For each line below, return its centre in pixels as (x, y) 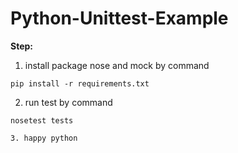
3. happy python (44, 138)
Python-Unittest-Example (119, 18)
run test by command (68, 102)
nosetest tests (42, 120)
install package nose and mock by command (117, 65)
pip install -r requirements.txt (80, 83)
